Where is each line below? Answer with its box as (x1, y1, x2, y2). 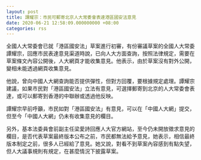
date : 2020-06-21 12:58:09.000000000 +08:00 (6, 20, 119, 26)
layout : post (6, 8, 39, 15)
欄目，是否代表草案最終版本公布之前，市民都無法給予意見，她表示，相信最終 (6, 133, 195, 140)
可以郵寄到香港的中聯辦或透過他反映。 (22, 93, 117, 100)
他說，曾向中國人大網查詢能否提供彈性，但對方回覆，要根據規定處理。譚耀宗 (6, 78, 195, 85)
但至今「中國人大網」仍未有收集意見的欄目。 (6, 113, 117, 120)
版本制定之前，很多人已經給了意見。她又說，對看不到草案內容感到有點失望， (6, 140, 195, 147)
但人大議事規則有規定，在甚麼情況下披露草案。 (6, 147, 121, 155)
